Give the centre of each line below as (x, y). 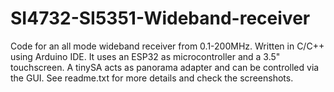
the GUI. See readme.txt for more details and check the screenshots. (152, 78)
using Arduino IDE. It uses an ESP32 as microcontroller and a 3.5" (145, 56)
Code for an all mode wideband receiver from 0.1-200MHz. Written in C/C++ (167, 46)
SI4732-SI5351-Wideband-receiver (160, 18)
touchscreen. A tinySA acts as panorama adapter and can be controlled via (165, 67)
